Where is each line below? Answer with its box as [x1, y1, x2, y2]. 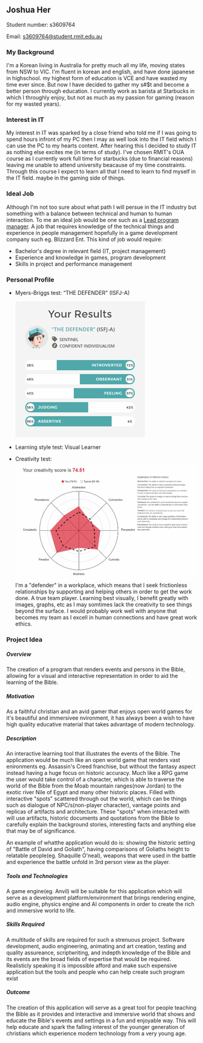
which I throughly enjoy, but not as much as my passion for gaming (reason [6, 94, 195, 101]
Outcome [6, 988, 30, 996]
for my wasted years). [6, 100, 61, 108]
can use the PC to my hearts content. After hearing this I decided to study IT [6, 142, 197, 149]
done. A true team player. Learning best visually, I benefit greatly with [15, 595, 189, 602]
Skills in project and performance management [15, 260, 132, 268]
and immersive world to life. [6, 906, 76, 914]
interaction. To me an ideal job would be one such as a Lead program [6, 216, 179, 223]
